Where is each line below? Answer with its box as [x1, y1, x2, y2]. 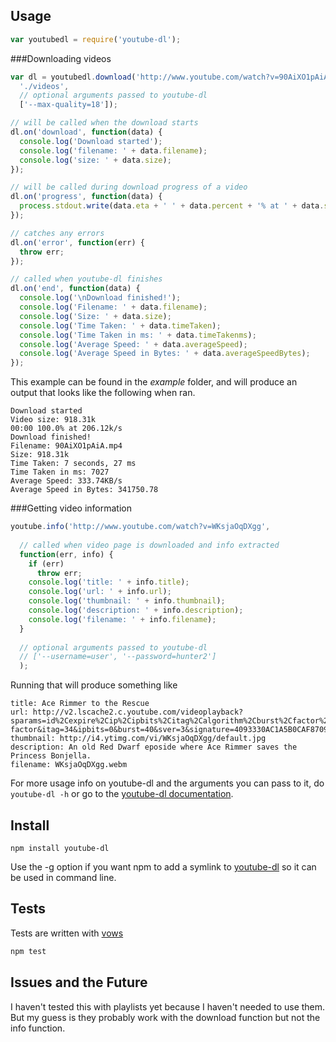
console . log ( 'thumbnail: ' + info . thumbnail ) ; [28, 596, 226, 606]
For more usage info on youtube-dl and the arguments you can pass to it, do [10, 777, 325, 789]
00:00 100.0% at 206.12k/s [10, 424, 123, 434]
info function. [10, 1022, 66, 1034]
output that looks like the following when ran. [10, 387, 196, 399]
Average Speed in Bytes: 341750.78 [10, 485, 159, 495]
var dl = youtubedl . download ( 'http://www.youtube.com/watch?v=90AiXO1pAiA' [10, 72, 333, 82]
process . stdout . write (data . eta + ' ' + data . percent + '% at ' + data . [19, 201, 325, 211]
